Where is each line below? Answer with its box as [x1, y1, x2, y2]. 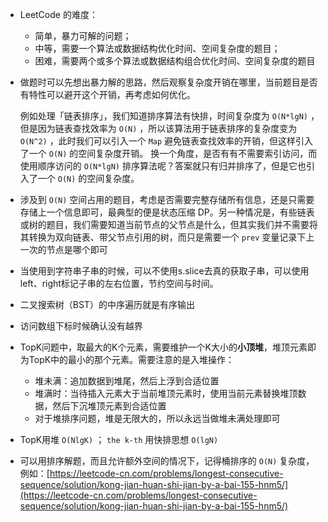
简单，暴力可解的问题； [34, 30, 132, 42]
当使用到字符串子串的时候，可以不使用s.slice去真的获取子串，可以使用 [19, 265, 310, 277]
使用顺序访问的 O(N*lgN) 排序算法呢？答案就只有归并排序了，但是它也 [19, 160, 307, 172]
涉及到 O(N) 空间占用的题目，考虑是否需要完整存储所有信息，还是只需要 [19, 194, 315, 205]
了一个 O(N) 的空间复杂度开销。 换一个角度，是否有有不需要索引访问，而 [19, 148, 318, 159]
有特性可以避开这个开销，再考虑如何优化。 [19, 89, 196, 100]
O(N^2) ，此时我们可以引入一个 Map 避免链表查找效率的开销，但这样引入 [19, 135, 314, 147]
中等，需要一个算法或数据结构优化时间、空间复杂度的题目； [34, 43, 281, 54]
